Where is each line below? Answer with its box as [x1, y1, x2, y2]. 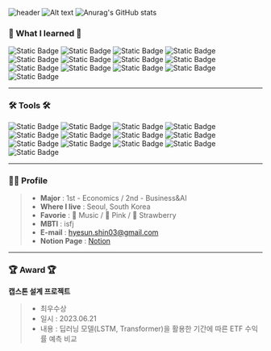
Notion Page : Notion [40, 236, 111, 245]
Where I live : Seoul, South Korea [40, 202, 151, 211]
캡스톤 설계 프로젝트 [8, 286, 71, 296]
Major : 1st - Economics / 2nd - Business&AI [40, 193, 187, 203]
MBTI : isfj [40, 219, 74, 228]
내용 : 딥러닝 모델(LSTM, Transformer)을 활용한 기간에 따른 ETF [40, 324, 244, 334]
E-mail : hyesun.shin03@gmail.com [40, 227, 159, 237]
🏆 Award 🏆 [8, 264, 56, 275]
